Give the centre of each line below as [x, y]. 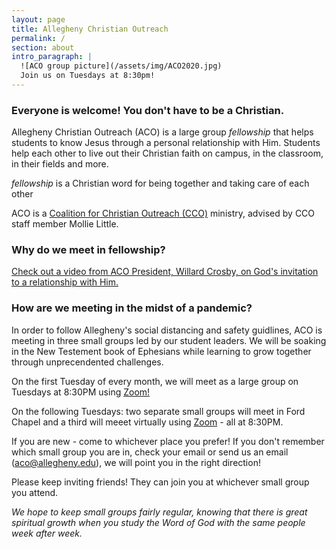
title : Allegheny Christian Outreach [90, 29]
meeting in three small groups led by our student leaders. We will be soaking [169, 340]
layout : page [38, 19]
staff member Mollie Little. [65, 224]
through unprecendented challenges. [87, 362]
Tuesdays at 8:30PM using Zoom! [81, 392]
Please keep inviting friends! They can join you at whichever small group [160, 482]
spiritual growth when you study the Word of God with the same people [158, 522]
